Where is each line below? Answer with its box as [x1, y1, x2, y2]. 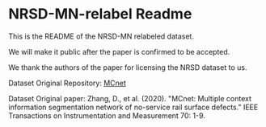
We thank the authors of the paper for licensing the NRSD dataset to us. [8, 62, 247, 72]
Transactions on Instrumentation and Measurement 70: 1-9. [8, 110, 206, 121]
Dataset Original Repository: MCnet [8, 78, 127, 88]
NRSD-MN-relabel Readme [8, 5, 192, 23]
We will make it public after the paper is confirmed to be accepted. [8, 47, 230, 56]
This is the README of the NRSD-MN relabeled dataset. [8, 31, 194, 41]
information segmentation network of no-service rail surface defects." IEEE [8, 102, 259, 112]
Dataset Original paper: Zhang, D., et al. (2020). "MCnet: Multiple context [8, 93, 252, 103]
